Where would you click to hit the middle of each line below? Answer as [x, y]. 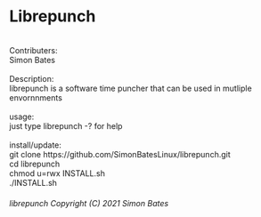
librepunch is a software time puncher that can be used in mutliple [130, 88]
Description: [32, 78]
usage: [22, 117]
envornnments [36, 97]
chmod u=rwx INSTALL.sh [57, 173]
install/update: [36, 145]
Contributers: [33, 50]
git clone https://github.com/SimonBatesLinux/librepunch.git [120, 154]
